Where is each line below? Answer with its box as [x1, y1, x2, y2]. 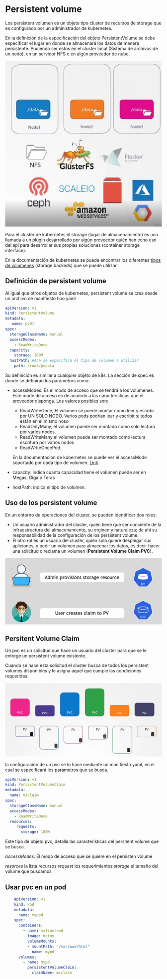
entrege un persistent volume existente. [5, 653, 86, 659]
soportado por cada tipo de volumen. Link [12, 460, 98, 466]
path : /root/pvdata [14, 363, 55, 368]
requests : [16, 824, 37, 829]
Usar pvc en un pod [5, 883, 67, 891]
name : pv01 [11, 322, 35, 326]
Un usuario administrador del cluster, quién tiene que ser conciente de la [12, 521, 162, 527]
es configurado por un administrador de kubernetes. [5, 25, 113, 31]
